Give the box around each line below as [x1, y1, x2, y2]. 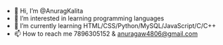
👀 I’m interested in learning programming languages [13, 14, 165, 22]
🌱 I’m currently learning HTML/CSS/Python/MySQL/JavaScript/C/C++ [13, 22, 217, 30]
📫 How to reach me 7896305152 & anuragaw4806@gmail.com [13, 30, 198, 38]
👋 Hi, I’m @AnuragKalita [13, 7, 84, 15]
